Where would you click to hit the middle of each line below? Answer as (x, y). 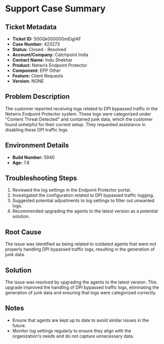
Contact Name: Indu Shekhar (42, 60)
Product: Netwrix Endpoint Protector (50, 65)
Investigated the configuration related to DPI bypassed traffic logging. (83, 195)
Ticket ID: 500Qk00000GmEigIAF (47, 39)
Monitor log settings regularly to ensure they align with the (72, 331)
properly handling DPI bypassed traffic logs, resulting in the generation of (80, 249)
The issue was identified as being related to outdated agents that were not (81, 244)
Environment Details (37, 145)
